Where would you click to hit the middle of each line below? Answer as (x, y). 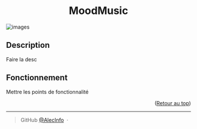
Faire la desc (21, 59)
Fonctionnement (37, 78)
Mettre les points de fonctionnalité (47, 92)
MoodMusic (98, 11)
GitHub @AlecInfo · (44, 120)
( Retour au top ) (173, 103)
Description (28, 45)
